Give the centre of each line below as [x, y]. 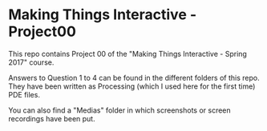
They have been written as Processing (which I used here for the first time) [132, 86]
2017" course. [31, 62]
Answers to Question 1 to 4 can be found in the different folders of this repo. [134, 77]
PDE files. [24, 94]
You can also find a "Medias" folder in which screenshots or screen [119, 110]
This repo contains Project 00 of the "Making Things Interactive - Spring [127, 54]
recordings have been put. [52, 118]
